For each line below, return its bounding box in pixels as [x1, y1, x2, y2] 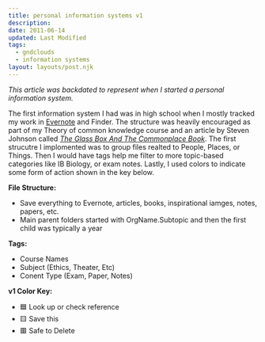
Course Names [19, 254, 69, 264]
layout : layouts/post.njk [8, 63, 93, 71]
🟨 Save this [19, 313, 59, 323]
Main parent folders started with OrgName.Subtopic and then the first [19, 215, 247, 224]
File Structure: [8, 183, 57, 192]
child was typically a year [19, 223, 103, 233]
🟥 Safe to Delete [19, 325, 75, 335]
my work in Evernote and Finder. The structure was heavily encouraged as [8, 116, 251, 127]
